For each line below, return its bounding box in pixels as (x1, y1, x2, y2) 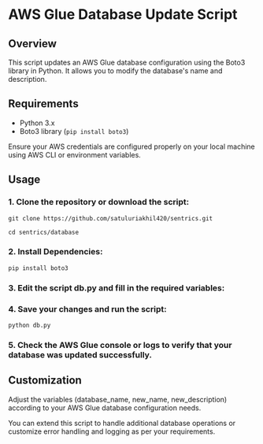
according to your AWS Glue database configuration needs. (8, 403, 202, 413)
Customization (8, 374, 83, 387)
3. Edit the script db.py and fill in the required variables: (8, 282, 225, 293)
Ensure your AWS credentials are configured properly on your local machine (8, 142, 256, 151)
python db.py (8, 321, 51, 330)
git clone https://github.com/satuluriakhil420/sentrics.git (8, 214, 213, 222)
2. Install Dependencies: (8, 246, 103, 257)
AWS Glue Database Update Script (8, 6, 238, 24)
